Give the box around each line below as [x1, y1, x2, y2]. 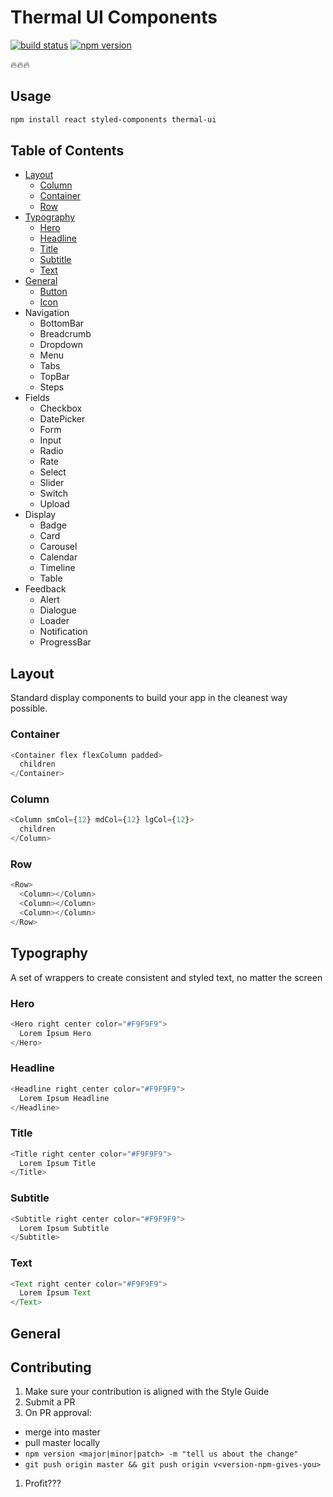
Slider [39, 477, 65, 489]
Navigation [24, 307, 70, 319]
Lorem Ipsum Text [19, 1288, 92, 1298]
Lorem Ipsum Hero [19, 1028, 92, 1038]
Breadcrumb [39, 328, 92, 340]
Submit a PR [24, 1396, 76, 1408]
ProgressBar [39, 636, 92, 648]
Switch [39, 487, 69, 500]
